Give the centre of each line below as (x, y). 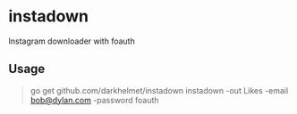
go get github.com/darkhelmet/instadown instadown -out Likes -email (159, 90)
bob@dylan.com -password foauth (94, 100)
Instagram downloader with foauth (72, 41)
